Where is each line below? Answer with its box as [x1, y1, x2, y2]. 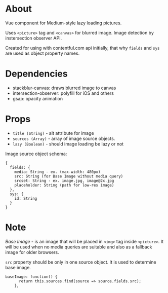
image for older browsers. [5, 249, 59, 255]
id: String [14, 196, 37, 201]
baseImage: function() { [5, 274, 58, 279]
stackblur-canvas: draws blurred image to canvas [12, 85, 116, 91]
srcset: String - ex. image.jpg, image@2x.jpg [14, 178, 114, 183]
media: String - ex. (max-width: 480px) [14, 169, 101, 174]
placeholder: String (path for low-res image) [14, 182, 114, 188]
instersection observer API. [5, 35, 62, 41]
